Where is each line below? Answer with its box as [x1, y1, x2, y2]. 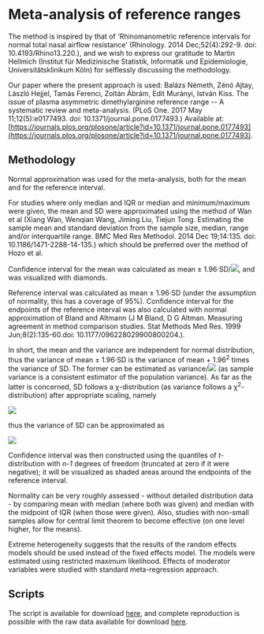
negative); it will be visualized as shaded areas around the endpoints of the [8, 467, 252, 477]
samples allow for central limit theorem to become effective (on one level [8, 516, 245, 525]
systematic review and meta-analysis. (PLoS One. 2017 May [8, 105, 203, 115]
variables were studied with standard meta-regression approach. [8, 565, 219, 574]
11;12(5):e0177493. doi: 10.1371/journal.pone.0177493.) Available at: [8, 113, 225, 123]
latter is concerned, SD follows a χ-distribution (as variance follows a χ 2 [8, 380, 242, 391]
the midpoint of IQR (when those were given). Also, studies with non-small [8, 508, 250, 517]
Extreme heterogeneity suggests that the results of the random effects [8, 539, 237, 549]
